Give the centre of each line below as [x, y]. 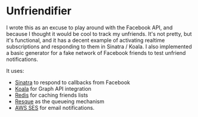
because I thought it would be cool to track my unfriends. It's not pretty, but [99, 33]
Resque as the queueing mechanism [59, 101]
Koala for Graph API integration [53, 88]
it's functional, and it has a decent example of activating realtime [86, 40]
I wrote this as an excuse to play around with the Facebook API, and [89, 27]
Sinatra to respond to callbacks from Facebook [72, 82]
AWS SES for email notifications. [55, 107]
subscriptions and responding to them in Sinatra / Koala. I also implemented [99, 47]
